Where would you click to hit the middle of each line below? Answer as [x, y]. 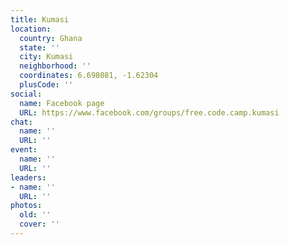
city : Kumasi [46, 57]
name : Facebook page [62, 103]
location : [31, 29]
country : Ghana [51, 38]
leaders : [28, 177]
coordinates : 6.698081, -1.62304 [89, 76]
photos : [26, 206]
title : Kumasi [40, 19]
